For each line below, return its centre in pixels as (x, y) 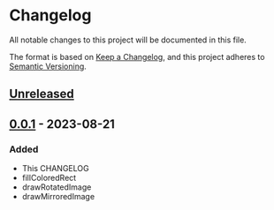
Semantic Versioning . (48, 66)
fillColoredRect (49, 178)
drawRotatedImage (57, 187)
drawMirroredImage (58, 197)
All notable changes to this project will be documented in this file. (128, 40)
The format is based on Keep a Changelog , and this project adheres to (137, 56)
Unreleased (42, 94)
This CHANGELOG (56, 169)
